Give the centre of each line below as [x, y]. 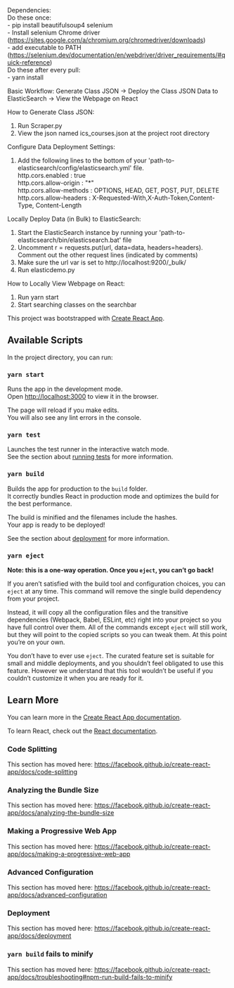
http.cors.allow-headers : [54, 198]
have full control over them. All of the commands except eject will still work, [117, 627]
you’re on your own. [36, 642]
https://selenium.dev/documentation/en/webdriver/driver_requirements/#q [117, 55]
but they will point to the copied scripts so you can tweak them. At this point [117, 635]
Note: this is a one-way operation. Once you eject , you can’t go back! [111, 570]
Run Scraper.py [40, 126]
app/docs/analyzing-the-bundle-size [61, 813]
